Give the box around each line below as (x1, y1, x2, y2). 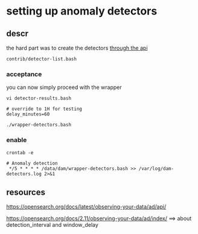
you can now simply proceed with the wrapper (6, 83, 122, 91)
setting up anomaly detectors (6, 4, 158, 18)
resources (6, 187, 45, 197)
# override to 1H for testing (6, 106, 83, 112)
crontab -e (6, 149, 34, 155)
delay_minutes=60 (6, 111, 50, 117)
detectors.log (6, 171, 42, 177)
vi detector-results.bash (6, 96, 71, 102)
